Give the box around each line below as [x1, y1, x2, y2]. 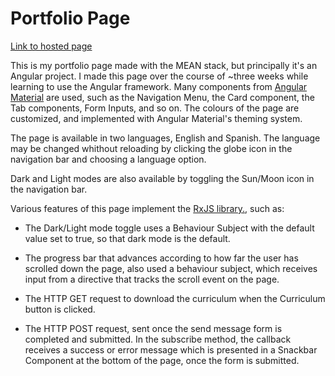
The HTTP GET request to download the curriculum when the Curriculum [24, 292, 326, 304]
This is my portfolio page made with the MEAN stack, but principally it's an [10, 59, 318, 71]
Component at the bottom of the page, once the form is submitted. [24, 354, 300, 366]
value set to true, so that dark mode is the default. [24, 232, 231, 244]
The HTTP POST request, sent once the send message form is [24, 322, 283, 334]
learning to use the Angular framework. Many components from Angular [10, 80, 308, 92]
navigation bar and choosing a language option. [10, 153, 207, 165]
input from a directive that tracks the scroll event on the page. [24, 273, 280, 285]
